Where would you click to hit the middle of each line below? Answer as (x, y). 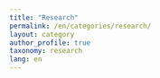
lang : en (26, 59)
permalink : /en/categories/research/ (80, 26)
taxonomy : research (46, 51)
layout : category (42, 34)
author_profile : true (50, 43)
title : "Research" (44, 17)
